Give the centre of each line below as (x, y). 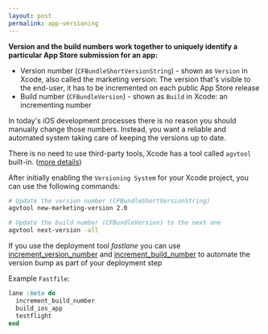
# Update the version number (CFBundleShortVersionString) (109, 201)
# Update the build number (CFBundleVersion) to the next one (115, 223)
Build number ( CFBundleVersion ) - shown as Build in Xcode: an (124, 96)
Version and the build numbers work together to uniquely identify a (123, 46)
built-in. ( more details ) (45, 161)
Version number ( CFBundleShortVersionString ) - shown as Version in (134, 70)
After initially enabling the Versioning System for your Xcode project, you (129, 177)
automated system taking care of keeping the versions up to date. (118, 137)
